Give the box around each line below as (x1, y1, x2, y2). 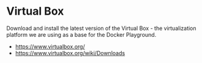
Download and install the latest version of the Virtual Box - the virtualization (6, 24, 197, 32)
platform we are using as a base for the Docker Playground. (6, 31, 157, 38)
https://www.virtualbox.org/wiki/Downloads (15, 49, 125, 56)
